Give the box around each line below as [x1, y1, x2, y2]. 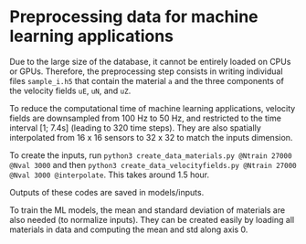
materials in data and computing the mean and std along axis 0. [9, 224, 248, 235]
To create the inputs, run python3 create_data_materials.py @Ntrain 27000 [9, 149, 292, 161]
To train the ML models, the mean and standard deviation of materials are [9, 204, 286, 216]
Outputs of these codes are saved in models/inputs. [9, 186, 205, 197]
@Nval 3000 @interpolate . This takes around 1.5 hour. [9, 169, 210, 180]
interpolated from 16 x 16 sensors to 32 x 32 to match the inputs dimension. [9, 132, 293, 143]
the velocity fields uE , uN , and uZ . [9, 85, 132, 96]
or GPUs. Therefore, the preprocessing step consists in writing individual [9, 66, 283, 77]
